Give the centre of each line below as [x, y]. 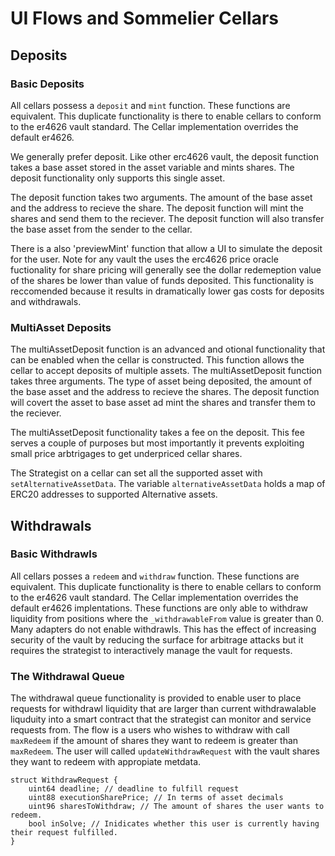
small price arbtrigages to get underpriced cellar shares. [126, 454]
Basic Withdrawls [54, 554]
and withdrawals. [46, 301]
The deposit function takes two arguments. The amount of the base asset [161, 197]
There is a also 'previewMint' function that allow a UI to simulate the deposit [166, 248]
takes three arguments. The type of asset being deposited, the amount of [161, 381]
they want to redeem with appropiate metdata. [106, 762]
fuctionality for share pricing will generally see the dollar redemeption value [166, 269]
